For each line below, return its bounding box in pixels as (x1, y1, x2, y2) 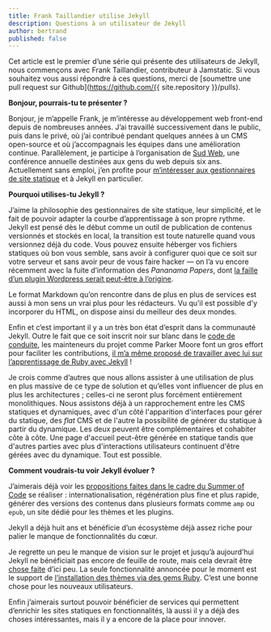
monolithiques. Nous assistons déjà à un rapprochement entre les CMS (8, 398, 245, 409)
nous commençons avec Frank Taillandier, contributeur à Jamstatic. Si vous (8, 66, 260, 75)
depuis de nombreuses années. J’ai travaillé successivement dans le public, (8, 122, 261, 132)
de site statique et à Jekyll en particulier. (8, 174, 143, 184)
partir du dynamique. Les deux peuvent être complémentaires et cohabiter (8, 424, 256, 434)
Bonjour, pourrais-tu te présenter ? (8, 98, 128, 108)
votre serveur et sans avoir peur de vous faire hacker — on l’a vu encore (8, 257, 249, 267)
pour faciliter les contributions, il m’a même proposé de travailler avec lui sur (8, 349, 263, 358)
